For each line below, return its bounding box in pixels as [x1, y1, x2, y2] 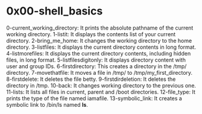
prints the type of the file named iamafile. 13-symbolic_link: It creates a [6, 95, 182, 102]
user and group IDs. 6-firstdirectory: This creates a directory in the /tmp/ [6, 62, 187, 70]
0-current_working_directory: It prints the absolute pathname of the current [6, 24, 194, 31]
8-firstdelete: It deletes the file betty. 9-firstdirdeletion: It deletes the [6, 75, 176, 83]
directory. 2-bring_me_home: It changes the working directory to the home [6, 37, 192, 44]
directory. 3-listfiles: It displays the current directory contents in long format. [6, 43, 197, 51]
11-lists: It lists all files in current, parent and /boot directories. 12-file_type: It [6, 88, 196, 95]
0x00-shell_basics [6, 4, 103, 18]
